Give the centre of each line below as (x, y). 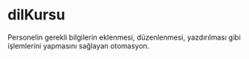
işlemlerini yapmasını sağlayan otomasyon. (79, 45)
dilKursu (36, 15)
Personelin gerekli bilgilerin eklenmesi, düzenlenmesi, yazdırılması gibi (124, 37)
